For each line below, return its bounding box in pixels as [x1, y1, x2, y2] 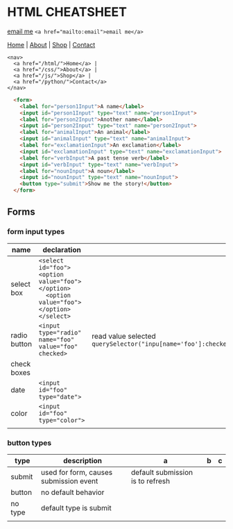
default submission [130, 468, 193, 478]
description [63, 456, 103, 466]
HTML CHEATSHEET [7, 4, 127, 20]
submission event [40, 476, 98, 486]
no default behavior [40, 487, 105, 497]
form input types [7, 227, 65, 237]
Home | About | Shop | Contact [7, 40, 96, 49]
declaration [42, 244, 81, 254]
